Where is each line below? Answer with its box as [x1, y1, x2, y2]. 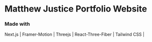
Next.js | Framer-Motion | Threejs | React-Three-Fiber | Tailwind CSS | [4, 31, 145, 37]
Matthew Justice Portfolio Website [4, 3, 147, 14]
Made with [4, 21, 30, 28]
